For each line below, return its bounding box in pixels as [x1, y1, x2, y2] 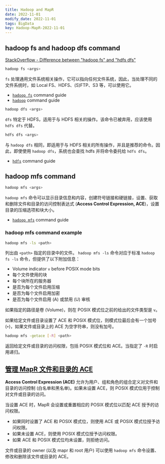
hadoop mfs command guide [12, 217, 69, 223]
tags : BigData [5, 21, 34, 26]
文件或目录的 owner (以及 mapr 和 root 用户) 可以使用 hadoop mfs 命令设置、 [5, 447, 159, 454]
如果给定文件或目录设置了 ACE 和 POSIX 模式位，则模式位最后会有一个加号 [5, 318, 157, 323]
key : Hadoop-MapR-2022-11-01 [5, 26, 65, 31]
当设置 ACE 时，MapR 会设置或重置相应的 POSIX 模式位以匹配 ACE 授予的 [5, 402, 155, 408]
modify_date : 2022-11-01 [5, 16, 56, 21]
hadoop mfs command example [5, 229, 82, 236]
